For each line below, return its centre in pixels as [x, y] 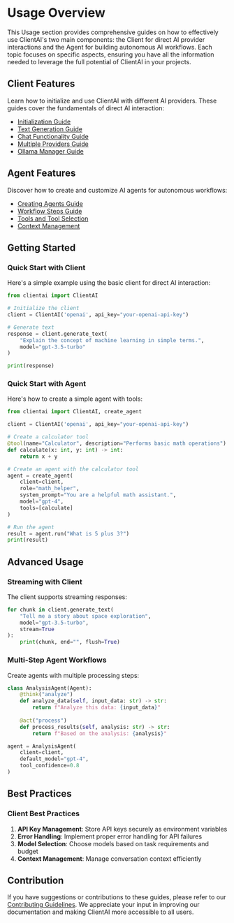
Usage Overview [57, 13]
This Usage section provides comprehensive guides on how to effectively [113, 32]
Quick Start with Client [46, 267]
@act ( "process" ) [44, 721]
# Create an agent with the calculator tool [73, 469]
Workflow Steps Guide [50, 211]
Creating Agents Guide [50, 203]
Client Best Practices [44, 813]
